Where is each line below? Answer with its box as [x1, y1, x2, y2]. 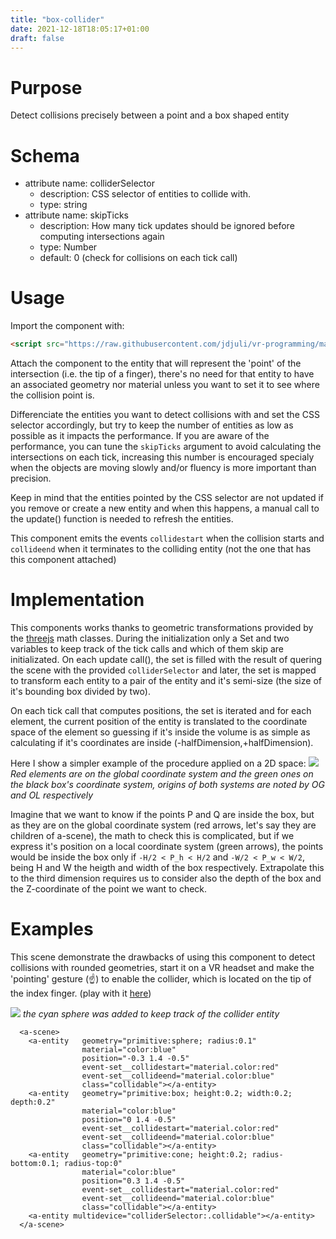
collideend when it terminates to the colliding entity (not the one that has [10, 543, 312, 555]
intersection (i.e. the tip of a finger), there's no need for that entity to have [10, 368, 315, 380]
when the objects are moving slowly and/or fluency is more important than [10, 462, 317, 474]
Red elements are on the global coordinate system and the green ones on [10, 768, 314, 780]
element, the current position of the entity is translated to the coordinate [10, 716, 308, 727]
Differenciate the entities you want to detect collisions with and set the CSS [10, 409, 320, 421]
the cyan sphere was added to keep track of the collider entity [22, 1007, 280, 1020]
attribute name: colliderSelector [24, 177, 155, 190]
